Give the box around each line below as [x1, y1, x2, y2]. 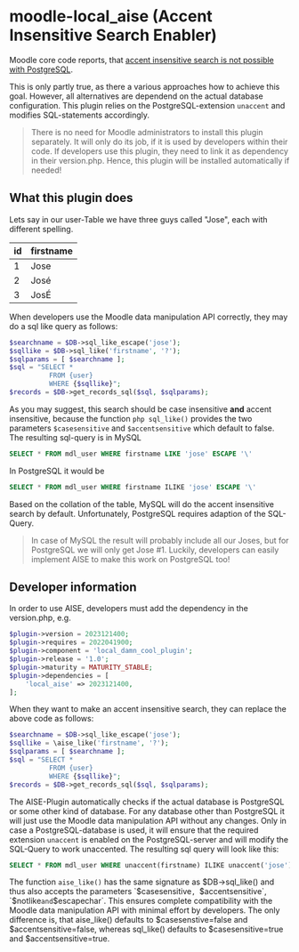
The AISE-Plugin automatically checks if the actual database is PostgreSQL [9, 796, 285, 807]
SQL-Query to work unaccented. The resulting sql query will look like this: [9, 843, 279, 854]
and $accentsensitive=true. [9, 933, 110, 944]
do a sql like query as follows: [9, 320, 118, 331]
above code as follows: [9, 714, 94, 724]
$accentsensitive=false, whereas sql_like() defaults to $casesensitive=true [9, 924, 284, 935]
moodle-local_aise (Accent [9, 6, 214, 27]
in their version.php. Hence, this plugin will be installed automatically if [30, 155, 290, 165]
